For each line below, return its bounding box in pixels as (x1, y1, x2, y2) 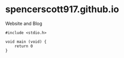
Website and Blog (5, 20, 42, 26)
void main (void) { (5, 39, 47, 44)
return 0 (14, 43, 33, 49)
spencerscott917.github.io (5, 4, 119, 15)
